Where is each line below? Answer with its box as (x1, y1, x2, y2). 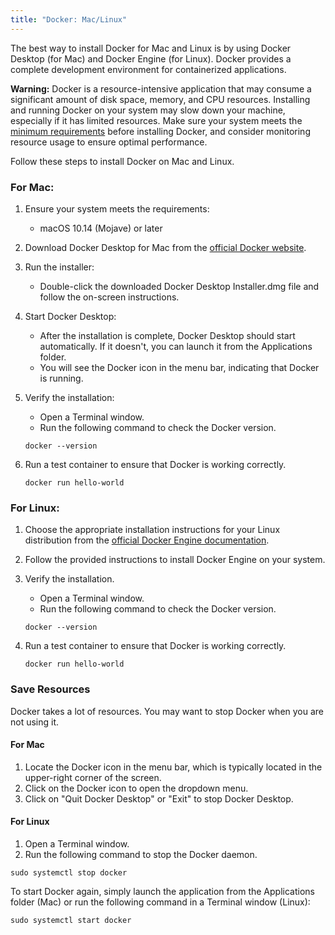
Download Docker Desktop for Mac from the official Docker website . (24, 241, 307, 253)
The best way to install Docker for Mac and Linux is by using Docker (10, 42, 292, 54)
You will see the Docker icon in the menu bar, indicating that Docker (39, 361, 320, 373)
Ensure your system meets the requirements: (24, 202, 210, 215)
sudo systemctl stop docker (10, 867, 128, 878)
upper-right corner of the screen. (24, 771, 162, 783)
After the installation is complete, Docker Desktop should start (39, 329, 296, 341)
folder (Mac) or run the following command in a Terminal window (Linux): (10, 896, 311, 908)
